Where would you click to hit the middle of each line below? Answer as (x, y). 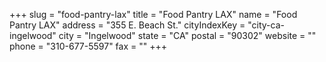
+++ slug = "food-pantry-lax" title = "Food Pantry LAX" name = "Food (153, 14)
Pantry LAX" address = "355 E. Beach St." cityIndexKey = (127, 25)
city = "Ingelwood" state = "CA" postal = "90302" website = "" (187, 35)
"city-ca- (266, 25)
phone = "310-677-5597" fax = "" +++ (88, 46)
